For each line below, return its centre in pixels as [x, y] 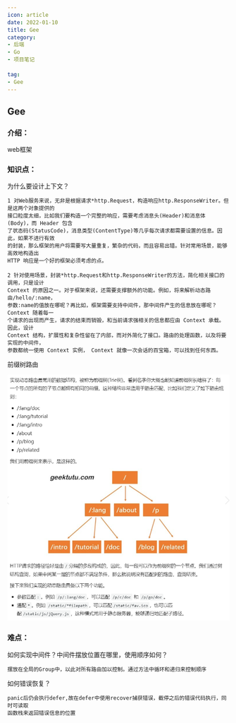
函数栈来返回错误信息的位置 [42, 713]
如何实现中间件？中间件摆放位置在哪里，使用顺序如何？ [87, 655]
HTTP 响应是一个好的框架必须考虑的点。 [57, 261]
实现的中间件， [26, 343]
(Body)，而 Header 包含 [40, 223]
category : [22, 37]
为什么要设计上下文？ [38, 186]
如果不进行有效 [36, 239]
